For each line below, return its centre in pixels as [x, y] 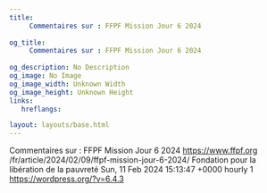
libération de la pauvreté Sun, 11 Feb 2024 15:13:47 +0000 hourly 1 [131, 170]
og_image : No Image [46, 76]
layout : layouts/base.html [59, 125]
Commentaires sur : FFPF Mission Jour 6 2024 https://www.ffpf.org [133, 151]
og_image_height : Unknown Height [71, 92]
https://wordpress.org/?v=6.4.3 [67, 179]
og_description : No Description [69, 68]
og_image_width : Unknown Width [67, 84]
